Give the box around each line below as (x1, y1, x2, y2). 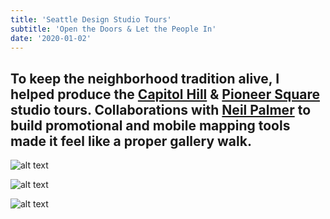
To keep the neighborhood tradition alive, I (10, 70, 280, 87)
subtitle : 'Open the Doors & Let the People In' (10, 24, 217, 34)
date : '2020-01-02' (10, 33, 92, 43)
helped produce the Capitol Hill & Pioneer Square (10, 86, 320, 103)
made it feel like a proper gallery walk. (10, 132, 252, 150)
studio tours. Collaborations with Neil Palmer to (10, 101, 312, 118)
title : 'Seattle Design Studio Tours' (10, 14, 172, 25)
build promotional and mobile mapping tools (10, 117, 291, 134)
